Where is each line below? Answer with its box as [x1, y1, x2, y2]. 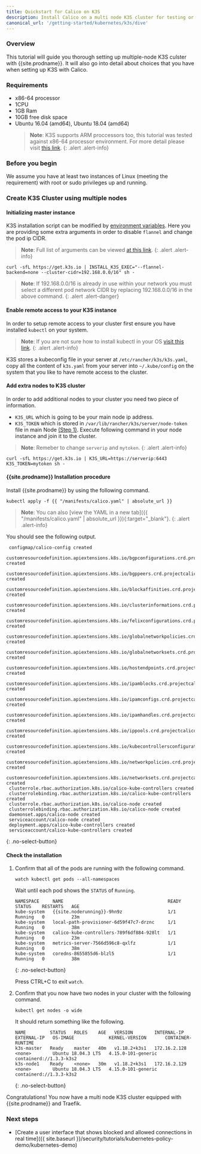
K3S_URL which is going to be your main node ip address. [14, 413, 154, 421]
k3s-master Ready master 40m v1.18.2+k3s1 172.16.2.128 [14, 1045, 187, 1052]
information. [6, 401, 36, 409]
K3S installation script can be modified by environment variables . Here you [6, 222, 191, 229]
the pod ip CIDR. [6, 235, 47, 242]
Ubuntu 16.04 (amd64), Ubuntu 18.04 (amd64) [14, 120, 130, 127]
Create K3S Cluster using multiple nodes [6, 194, 127, 202]
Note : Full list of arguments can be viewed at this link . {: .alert [20, 246, 172, 254]
